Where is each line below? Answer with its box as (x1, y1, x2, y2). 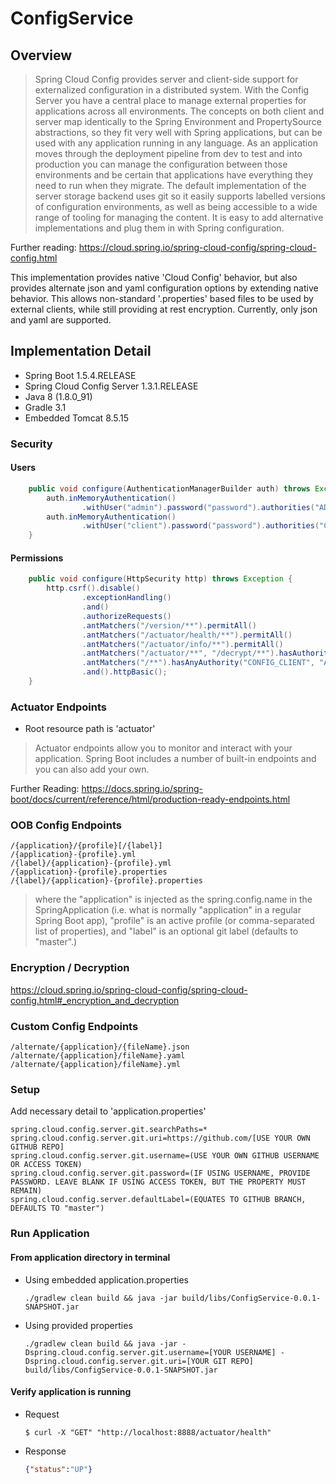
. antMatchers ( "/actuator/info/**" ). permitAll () (81, 639, 284, 649)
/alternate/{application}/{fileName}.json (10, 1042, 190, 1052)
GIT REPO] (213, 1356, 254, 1366)
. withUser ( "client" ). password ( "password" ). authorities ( (81, 521, 320, 531)
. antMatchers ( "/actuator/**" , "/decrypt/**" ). (81, 648, 280, 659)
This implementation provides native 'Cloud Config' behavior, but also (10, 272, 298, 283)
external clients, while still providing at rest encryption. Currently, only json (10, 303, 318, 315)
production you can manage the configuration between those (34, 158, 288, 170)
